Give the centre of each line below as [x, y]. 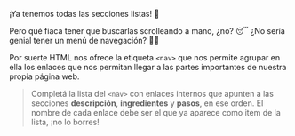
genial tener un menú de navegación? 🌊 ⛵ [84, 40]
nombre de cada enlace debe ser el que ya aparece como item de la [156, 112]
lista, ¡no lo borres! [65, 122]
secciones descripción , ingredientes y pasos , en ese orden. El [147, 103]
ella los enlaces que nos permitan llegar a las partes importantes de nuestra [148, 67]
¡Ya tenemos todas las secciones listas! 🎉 [84, 14]
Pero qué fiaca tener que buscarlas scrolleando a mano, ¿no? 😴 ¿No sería [147, 31]
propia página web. [44, 76]
